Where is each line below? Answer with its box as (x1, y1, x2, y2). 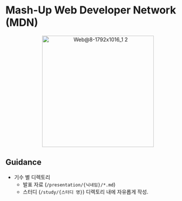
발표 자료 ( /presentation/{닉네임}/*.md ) (22, 181, 116, 188)
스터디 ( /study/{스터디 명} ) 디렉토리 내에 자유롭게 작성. (22, 188, 149, 195)
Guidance (5, 157, 42, 167)
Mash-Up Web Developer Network (5, 4, 176, 17)
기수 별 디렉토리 (13, 174, 50, 181)
